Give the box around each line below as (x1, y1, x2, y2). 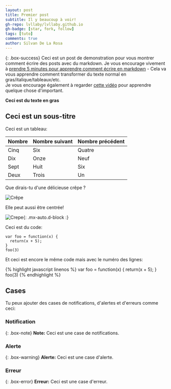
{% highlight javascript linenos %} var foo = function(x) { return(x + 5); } (5, 266, 157, 272)
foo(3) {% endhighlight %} (5, 271, 61, 278)
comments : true (5, 36, 38, 41)
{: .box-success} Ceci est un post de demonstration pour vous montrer (5, 55, 155, 61)
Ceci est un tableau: (5, 126, 47, 132)
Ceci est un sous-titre (5, 112, 76, 121)
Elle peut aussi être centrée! (5, 204, 64, 210)
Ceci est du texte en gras (5, 97, 60, 103)
